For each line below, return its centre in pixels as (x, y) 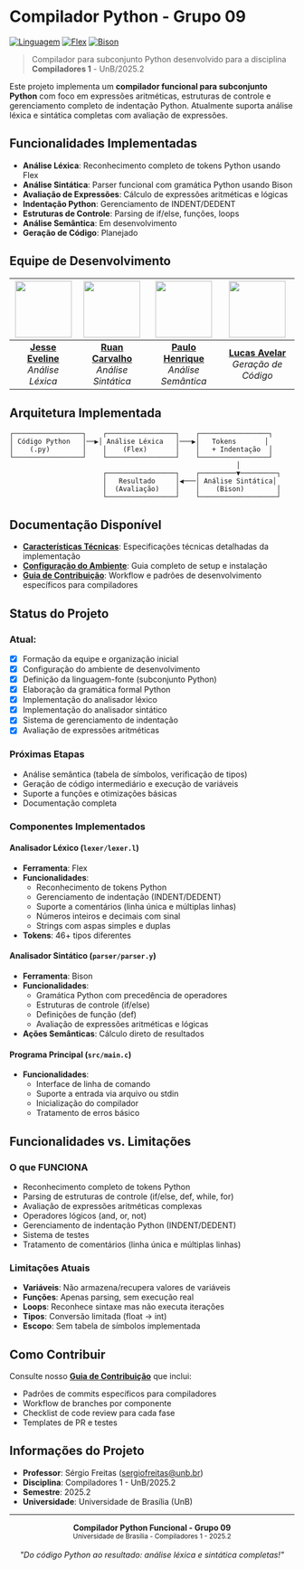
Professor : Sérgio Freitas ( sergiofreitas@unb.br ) (113, 1472)
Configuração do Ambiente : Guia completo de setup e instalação (145, 566)
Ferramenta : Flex (55, 868)
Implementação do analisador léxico (90, 700)
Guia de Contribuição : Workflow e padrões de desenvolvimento (142, 575)
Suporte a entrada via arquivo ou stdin (107, 1094)
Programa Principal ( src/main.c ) (71, 1054)
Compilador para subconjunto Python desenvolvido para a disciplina (159, 59)
